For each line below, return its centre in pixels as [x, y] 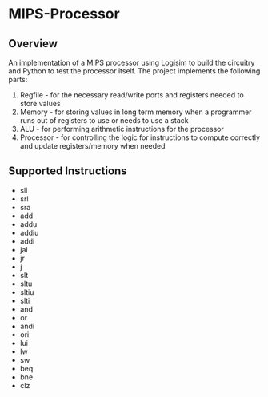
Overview [33, 44]
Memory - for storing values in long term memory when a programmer [136, 112]
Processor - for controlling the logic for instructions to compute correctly [140, 137]
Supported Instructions [68, 171]
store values [40, 103]
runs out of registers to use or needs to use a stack [104, 120]
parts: [18, 79]
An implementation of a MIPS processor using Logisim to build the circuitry [132, 62]
